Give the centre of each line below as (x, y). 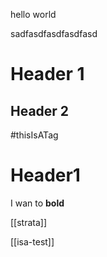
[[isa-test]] (32, 241)
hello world (33, 14)
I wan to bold (37, 203)
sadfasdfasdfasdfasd (54, 33)
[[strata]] (29, 222)
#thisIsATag (34, 135)
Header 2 (40, 110)
